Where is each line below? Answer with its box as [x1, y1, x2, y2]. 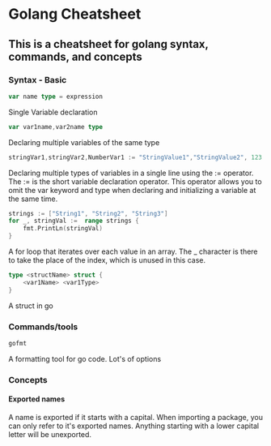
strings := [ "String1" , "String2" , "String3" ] [8, 209, 168, 217]
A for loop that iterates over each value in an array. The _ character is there [8, 247, 258, 256]
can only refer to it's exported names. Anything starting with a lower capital [8, 421, 260, 431]
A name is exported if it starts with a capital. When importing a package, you [8, 412, 263, 422]
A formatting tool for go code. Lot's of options [8, 354, 162, 363]
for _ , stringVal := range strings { [8, 217, 139, 225]
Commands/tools [8, 321, 78, 332]
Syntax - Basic [8, 74, 67, 85]
